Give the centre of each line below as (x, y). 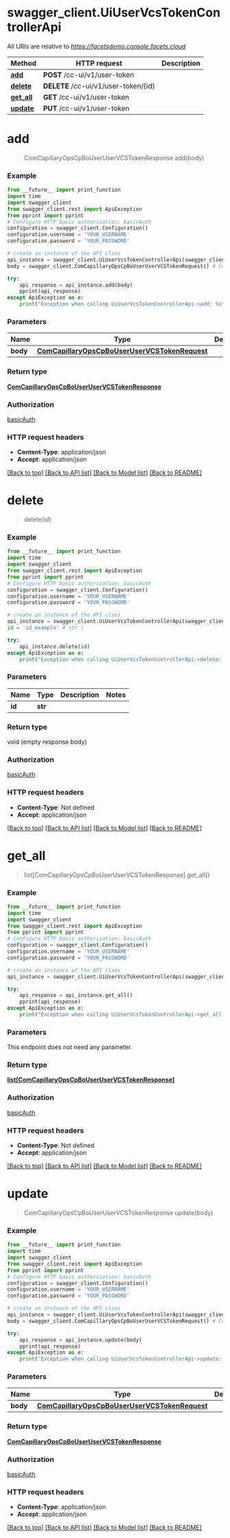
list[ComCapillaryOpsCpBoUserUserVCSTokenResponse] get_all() (117, 874)
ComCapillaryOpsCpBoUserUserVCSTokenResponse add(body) (114, 158)
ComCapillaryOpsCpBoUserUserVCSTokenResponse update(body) (118, 1213)
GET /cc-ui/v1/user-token (87, 97)
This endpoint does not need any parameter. (69, 1047)
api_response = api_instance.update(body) (81, 1340)
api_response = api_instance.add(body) (76, 285)
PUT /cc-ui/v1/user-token (87, 108)
